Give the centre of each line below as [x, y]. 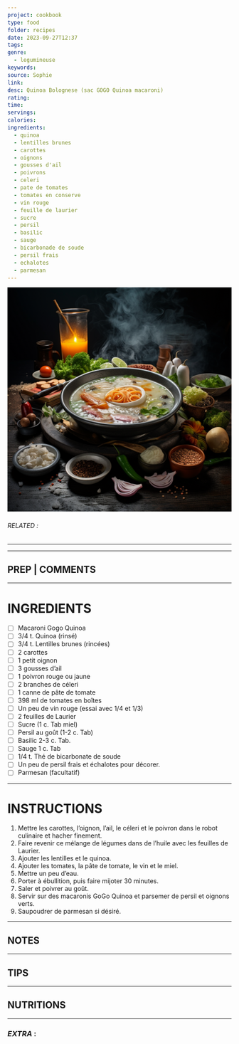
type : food [23, 22]
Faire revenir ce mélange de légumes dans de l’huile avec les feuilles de [123, 843]
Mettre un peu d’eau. [48, 874]
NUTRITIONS [37, 1005]
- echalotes [32, 263]
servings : [22, 113]
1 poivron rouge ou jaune [54, 676]
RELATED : [23, 525]
